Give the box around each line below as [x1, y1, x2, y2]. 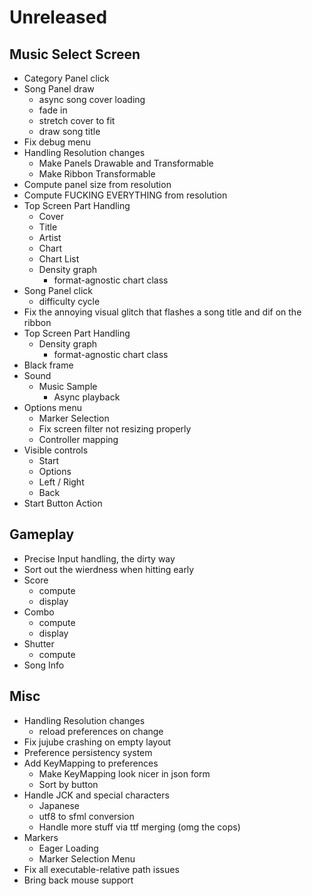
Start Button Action [23, 497, 103, 509]
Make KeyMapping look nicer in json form [38, 767, 211, 780]
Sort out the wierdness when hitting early [23, 563, 195, 575]
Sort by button [38, 778, 99, 790]
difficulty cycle [38, 296, 101, 307]
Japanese [38, 799, 81, 811]
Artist [38, 232, 62, 243]
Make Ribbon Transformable [38, 168, 156, 180]
